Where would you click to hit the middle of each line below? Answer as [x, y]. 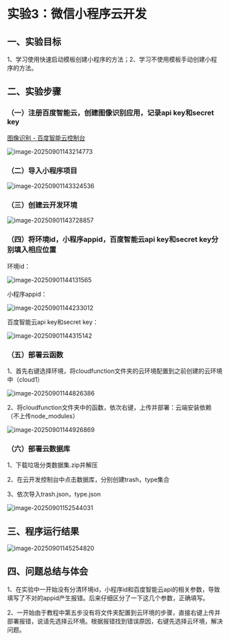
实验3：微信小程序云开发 [77, 14]
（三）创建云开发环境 [42, 205]
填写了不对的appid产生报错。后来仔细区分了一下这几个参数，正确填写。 [108, 597]
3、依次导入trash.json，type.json [54, 494]
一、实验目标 [34, 42]
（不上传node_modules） [43, 415]
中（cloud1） [25, 379]
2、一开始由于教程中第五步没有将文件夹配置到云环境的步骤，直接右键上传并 [114, 613]
